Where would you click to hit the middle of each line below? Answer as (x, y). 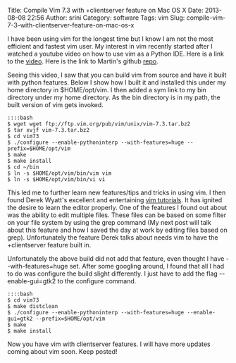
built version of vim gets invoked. (55, 105)
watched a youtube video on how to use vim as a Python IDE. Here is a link (116, 54)
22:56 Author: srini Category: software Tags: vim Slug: (106, 18)
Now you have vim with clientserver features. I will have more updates (109, 344)
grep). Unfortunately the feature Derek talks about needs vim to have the (113, 238)
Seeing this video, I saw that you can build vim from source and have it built (117, 75)
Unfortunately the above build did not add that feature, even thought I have (116, 259)
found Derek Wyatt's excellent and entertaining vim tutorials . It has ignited (115, 200)
